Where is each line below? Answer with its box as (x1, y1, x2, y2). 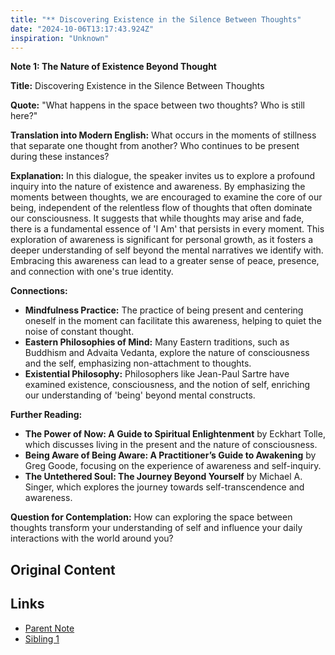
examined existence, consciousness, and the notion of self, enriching (24, 379, 311, 391)
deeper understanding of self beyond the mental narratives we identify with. (10, 244, 324, 256)
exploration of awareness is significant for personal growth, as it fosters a (10, 234, 314, 246)
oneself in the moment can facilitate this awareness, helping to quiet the (24, 315, 322, 327)
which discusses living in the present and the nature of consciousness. (24, 439, 318, 451)
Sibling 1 (24, 632, 60, 645)
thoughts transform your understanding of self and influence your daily (10, 522, 303, 534)
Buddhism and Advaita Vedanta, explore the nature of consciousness (24, 347, 310, 359)
